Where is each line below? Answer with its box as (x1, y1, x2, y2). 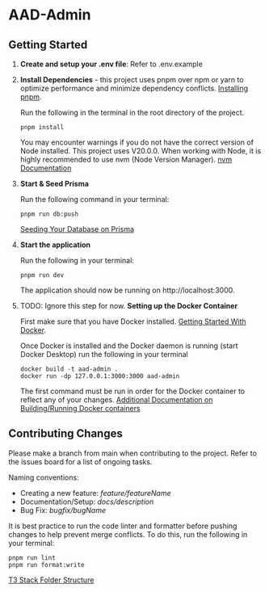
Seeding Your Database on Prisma (19, 225, 135, 233)
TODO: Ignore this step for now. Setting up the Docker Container (19, 301, 238, 310)
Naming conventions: (8, 472, 79, 482)
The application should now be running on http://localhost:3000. (19, 285, 235, 295)
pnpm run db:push (19, 210, 79, 218)
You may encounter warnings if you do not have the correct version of (19, 137, 254, 147)
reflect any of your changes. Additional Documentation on (19, 395, 213, 405)
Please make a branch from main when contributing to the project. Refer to (8, 448, 257, 458)
